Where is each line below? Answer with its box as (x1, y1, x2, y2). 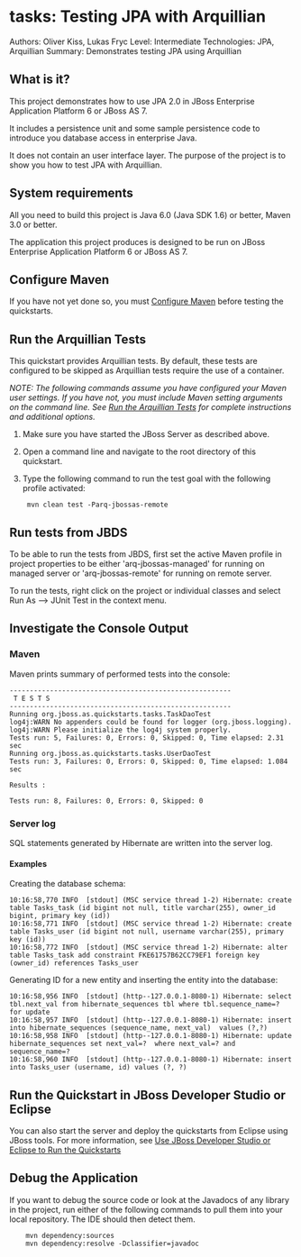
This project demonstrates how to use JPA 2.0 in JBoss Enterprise (9, 96, 255, 106)
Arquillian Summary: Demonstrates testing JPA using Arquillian (9, 45, 242, 56)
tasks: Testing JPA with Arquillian (9, 6, 266, 27)
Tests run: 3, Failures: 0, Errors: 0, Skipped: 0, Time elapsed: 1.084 (9, 757, 288, 766)
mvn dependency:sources (25, 1231, 115, 1240)
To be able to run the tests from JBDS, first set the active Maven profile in (9, 549, 282, 560)
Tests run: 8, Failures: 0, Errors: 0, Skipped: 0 (9, 796, 204, 806)
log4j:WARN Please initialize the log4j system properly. (9, 725, 232, 734)
